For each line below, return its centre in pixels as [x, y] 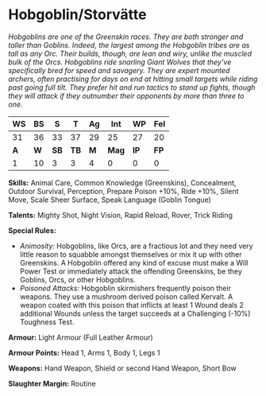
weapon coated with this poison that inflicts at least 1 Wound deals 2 [132, 305]
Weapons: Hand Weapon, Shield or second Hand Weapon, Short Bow [122, 368]
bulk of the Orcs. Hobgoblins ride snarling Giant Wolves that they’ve [120, 62]
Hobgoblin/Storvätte [77, 15]
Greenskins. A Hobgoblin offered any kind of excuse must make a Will [134, 262]
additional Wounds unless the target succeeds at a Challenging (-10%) [135, 313]
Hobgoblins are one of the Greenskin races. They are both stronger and [126, 37]
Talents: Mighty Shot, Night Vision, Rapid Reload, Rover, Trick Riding [120, 215]
